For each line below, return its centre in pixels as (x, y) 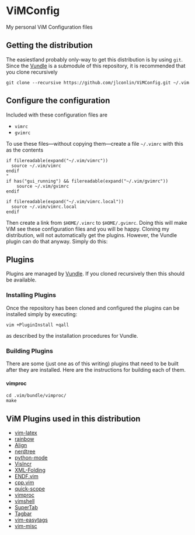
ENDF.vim (27, 476)
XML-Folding (30, 470)
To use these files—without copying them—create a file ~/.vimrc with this (95, 143)
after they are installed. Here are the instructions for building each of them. (96, 369)
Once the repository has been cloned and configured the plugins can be (93, 308)
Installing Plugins (31, 295)
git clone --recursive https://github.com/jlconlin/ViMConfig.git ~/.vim (98, 83)
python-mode (31, 457)
